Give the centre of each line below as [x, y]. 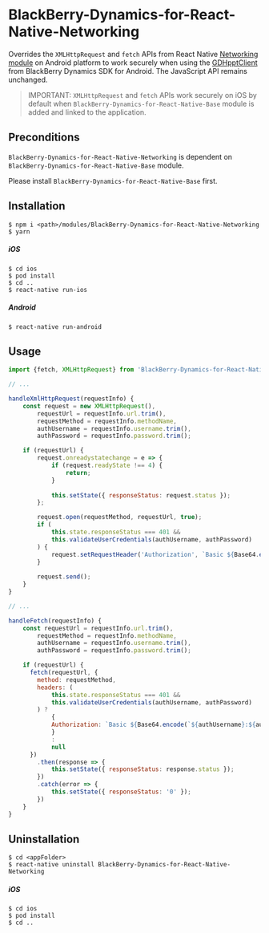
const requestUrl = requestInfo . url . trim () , [98, 628]
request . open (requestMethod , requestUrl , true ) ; [120, 517]
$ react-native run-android [55, 327]
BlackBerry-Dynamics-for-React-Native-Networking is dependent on [120, 156]
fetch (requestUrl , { [64, 673]
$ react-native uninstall [51, 865]
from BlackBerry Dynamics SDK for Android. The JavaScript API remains [128, 71]
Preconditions [44, 138]
